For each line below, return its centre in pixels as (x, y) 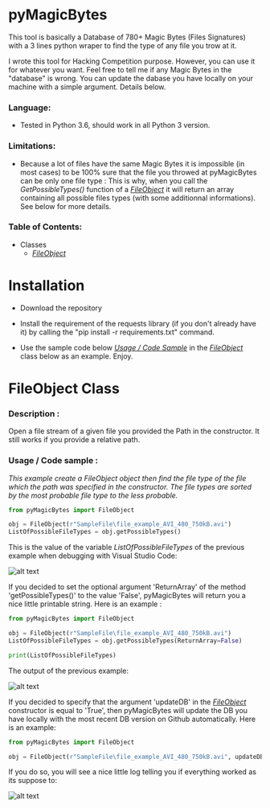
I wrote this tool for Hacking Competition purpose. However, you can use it (132, 61)
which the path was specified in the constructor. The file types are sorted (130, 486)
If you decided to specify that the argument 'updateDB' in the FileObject (127, 702)
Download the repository (61, 308)
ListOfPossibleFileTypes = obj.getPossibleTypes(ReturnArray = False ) (125, 641)
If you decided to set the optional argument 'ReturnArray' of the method (127, 587)
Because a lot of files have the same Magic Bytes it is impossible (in (132, 163)
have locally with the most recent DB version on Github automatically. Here (132, 719)
